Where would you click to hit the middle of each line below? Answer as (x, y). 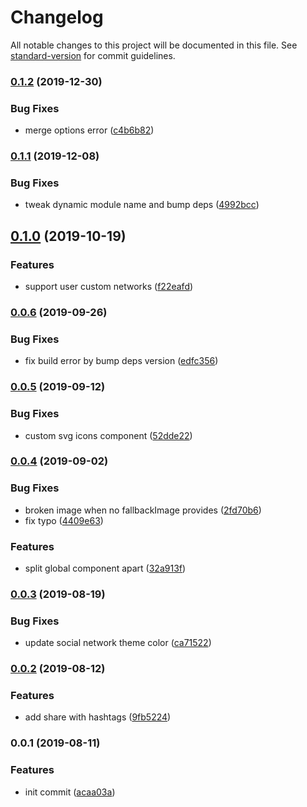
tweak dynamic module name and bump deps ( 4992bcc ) (142, 205)
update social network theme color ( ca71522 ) (118, 643)
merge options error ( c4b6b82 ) (89, 130)
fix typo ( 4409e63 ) (64, 520)
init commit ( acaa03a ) (70, 792)
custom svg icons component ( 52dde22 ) (108, 435)
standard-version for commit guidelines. (93, 55)
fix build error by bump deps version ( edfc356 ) (121, 361)
